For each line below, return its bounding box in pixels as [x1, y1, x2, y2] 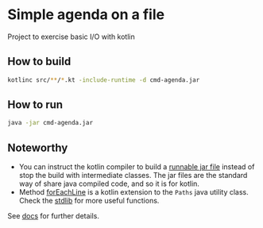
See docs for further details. [7, 211, 100, 221]
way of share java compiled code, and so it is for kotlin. [18, 179, 200, 188]
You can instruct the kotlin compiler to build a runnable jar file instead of [18, 162, 255, 172]
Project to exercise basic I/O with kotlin [7, 32, 136, 41]
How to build [7, 55, 72, 68]
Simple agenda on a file [7, 6, 164, 24]
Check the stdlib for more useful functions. [18, 196, 160, 206]
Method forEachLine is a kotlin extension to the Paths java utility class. [18, 187, 249, 197]
